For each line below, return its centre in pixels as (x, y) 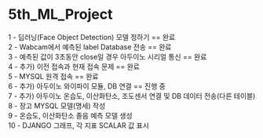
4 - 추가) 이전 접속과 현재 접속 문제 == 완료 (74, 66)
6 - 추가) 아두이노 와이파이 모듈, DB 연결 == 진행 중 (87, 86)
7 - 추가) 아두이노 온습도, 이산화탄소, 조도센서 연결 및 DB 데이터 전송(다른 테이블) (132, 96)
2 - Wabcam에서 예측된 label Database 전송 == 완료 (90, 47)
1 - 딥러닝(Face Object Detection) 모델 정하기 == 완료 (92, 37)
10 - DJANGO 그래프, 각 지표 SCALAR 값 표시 (79, 125)
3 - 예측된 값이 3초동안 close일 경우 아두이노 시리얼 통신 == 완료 (108, 56)
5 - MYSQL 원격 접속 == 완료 (53, 76)
